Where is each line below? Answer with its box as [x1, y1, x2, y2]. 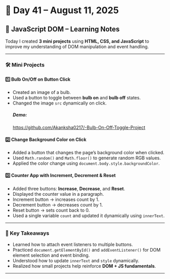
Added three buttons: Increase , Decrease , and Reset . [12, 185, 125, 192]
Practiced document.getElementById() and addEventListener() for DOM [12, 247, 161, 253]
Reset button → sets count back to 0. [12, 207, 90, 213]
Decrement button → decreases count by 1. [12, 201, 103, 207]
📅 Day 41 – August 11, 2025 [5, 5, 119, 16]
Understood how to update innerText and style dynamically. [12, 257, 140, 263]
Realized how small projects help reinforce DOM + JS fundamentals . [12, 263, 156, 269]
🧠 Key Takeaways [5, 230, 50, 237]
